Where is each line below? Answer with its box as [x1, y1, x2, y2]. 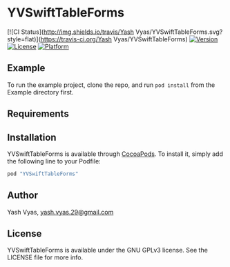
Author [7, 190, 38, 201]
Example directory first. [7, 88, 74, 96]
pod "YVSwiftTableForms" [7, 170, 79, 177]
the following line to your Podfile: [7, 157, 102, 165]
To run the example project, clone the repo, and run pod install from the [7, 81, 215, 89]
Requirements [7, 108, 69, 120]
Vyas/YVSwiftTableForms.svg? [135, 28, 223, 36]
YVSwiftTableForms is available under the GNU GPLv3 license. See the [7, 246, 209, 255]
